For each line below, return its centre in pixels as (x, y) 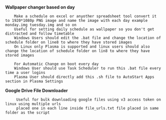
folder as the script (28, 113)
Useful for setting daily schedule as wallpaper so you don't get (84, 29)
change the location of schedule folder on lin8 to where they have (78, 51)
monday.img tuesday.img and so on (41, 25)
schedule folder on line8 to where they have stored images (69, 42)
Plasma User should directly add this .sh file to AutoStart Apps (84, 77)
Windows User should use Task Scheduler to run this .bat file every (88, 68)
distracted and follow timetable (40, 34)
